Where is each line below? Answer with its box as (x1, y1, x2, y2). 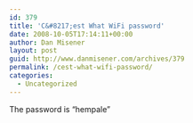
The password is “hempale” (9, 103, 111, 114)
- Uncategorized (17, 79, 77, 88)
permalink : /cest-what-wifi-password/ (9, 63, 153, 72)
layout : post (9, 46, 58, 55)
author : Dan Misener (9, 37, 86, 47)
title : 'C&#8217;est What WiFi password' (9, 21, 165, 30)
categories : (9, 71, 53, 80)
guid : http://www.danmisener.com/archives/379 (9, 54, 185, 63)
